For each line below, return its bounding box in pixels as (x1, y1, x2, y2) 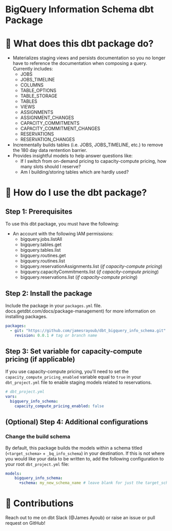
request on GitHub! (5, 520, 46, 526)
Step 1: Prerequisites (5, 207, 73, 216)
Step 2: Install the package (5, 289, 92, 298)
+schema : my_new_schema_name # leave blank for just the (18, 480, 143, 485)
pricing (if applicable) (5, 355, 75, 364)
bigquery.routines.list (20, 258, 66, 264)
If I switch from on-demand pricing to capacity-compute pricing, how (20, 158, 167, 164)
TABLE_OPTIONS (20, 87, 57, 94)
